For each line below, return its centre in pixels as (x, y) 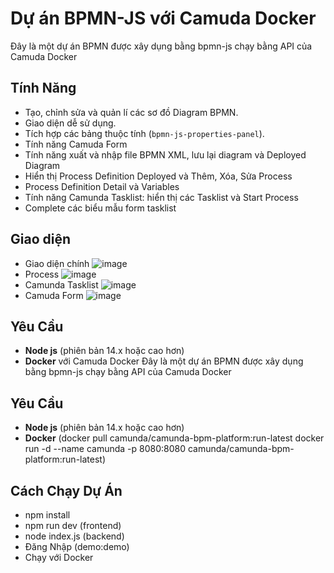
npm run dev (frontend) (73, 525)
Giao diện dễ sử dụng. (70, 123)
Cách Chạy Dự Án (66, 490)
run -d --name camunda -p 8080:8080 (105, 449)
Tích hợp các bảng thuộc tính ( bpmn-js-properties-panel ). (144, 133)
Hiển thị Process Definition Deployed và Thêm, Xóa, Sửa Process (158, 176)
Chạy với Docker (59, 557)
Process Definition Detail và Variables (102, 186)
